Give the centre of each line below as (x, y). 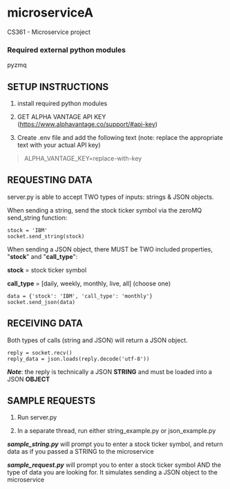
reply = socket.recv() (40, 353)
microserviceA (50, 13)
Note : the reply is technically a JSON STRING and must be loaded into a (110, 371)
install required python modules (62, 104)
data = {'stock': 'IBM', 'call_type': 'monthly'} (80, 296)
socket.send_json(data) (41, 302)
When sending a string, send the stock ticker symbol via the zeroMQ (105, 210)
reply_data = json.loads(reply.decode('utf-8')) (78, 359)
